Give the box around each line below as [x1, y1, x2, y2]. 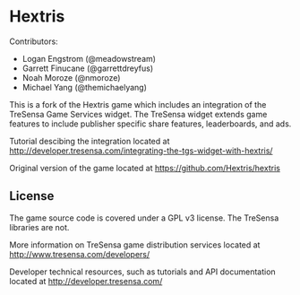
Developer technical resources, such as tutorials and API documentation [9, 266, 276, 277]
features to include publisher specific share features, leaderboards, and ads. [9, 118, 292, 129]
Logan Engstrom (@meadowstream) [21, 53, 157, 64]
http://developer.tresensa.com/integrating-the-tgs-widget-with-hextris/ [9, 145, 273, 156]
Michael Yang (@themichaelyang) [21, 82, 148, 92]
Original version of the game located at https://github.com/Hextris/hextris [9, 162, 280, 173]
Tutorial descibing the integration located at [9, 135, 170, 146]
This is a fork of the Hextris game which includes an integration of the [9, 99, 267, 109]
